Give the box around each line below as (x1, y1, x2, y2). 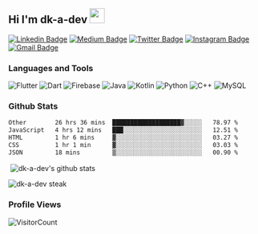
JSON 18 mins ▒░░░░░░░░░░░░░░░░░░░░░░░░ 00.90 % (8, 149, 239, 157)
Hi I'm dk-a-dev (8, 13, 88, 26)
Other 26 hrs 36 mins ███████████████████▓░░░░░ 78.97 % (8, 119, 239, 127)
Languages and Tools (8, 62, 94, 73)
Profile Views (8, 199, 62, 210)
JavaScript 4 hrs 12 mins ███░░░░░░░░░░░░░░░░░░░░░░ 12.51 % (8, 126, 239, 134)
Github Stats (8, 101, 58, 112)
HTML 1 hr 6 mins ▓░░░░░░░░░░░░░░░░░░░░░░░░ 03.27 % (8, 133, 239, 142)
